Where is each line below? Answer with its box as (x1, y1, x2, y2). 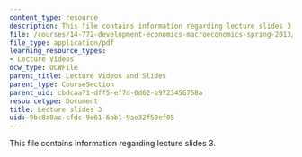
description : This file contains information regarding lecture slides (9, 22, 283, 31)
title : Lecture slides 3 (9, 105, 102, 114)
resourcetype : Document (9, 96, 99, 106)
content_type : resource (9, 13, 99, 22)
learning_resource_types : (9, 47, 106, 56)
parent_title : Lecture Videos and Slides (9, 72, 167, 81)
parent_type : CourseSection (9, 80, 115, 89)
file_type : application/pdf (9, 38, 115, 48)
